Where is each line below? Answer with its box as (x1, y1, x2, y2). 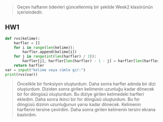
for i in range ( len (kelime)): (14, 45, 75, 50)
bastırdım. (16, 111, 37, 118)
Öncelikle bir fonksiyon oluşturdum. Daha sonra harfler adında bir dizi (16, 81, 156, 87)
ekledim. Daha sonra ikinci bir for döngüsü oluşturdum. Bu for (16, 96, 140, 102)
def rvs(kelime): (5, 36, 40, 41)
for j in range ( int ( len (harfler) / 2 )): (14, 54, 97, 59)
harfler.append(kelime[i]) (22, 49, 77, 55)
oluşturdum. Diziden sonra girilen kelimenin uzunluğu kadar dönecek (16, 86, 154, 91)
